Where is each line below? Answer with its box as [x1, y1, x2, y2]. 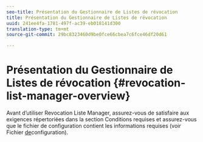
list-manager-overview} [6, 89, 131, 103]
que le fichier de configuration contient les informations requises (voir [6, 122, 181, 130]
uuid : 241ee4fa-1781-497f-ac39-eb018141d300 [6, 20, 121, 26]
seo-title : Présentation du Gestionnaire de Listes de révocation [6, 9, 178, 15]
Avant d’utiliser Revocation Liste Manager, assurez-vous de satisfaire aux [6, 109, 190, 116]
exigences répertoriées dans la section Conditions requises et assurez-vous [6, 116, 198, 123]
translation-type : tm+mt [6, 26, 69, 32]
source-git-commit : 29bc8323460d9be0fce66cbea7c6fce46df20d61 [6, 32, 167, 38]
